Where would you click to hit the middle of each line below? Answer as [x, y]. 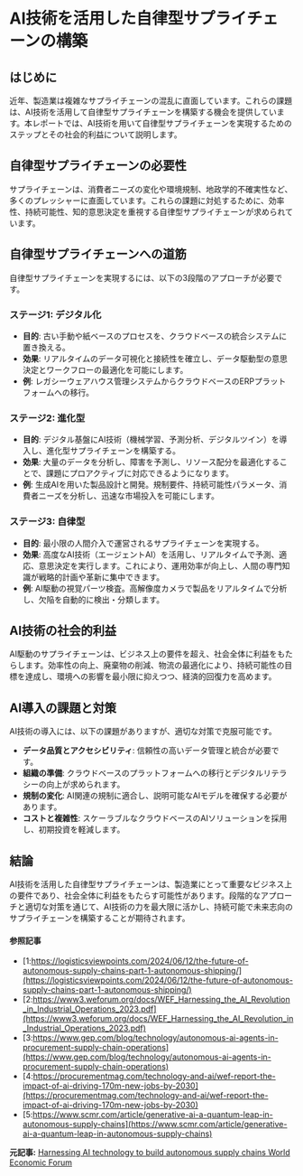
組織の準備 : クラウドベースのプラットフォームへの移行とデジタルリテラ [155, 773]
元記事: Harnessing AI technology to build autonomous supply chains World [150, 1153]
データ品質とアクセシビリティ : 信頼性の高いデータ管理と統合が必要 [147, 751]
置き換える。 [46, 347]
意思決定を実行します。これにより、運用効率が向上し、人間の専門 [160, 565]
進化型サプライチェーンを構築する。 [114, 451]
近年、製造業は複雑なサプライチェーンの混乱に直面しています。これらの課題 [151, 101]
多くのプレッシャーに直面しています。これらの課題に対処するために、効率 [147, 201]
